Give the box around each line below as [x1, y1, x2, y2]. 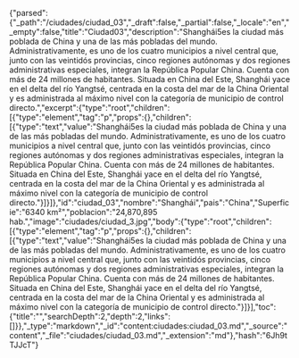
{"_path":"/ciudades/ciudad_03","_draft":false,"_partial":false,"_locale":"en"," [9, 17, 290, 28]
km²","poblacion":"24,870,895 [46, 207, 158, 217]
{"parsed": [9, 8, 49, 18]
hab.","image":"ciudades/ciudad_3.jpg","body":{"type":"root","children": [9, 216, 272, 227]
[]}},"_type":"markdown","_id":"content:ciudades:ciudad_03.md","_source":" [9, 321, 288, 331]
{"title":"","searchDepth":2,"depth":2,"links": [9, 312, 171, 321]
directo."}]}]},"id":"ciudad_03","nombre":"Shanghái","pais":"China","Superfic [9, 197, 290, 208]
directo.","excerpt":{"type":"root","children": [9, 103, 170, 112]
